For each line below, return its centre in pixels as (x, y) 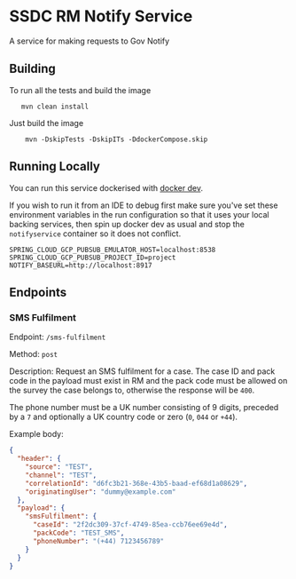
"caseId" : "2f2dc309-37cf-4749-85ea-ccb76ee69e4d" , (130, 525)
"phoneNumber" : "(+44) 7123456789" (98, 541)
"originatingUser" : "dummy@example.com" (101, 492)
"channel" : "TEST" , (61, 475)
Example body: (36, 434)
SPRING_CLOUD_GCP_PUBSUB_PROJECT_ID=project (93, 258)
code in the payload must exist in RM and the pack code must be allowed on (148, 381)
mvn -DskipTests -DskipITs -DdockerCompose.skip (117, 139)
